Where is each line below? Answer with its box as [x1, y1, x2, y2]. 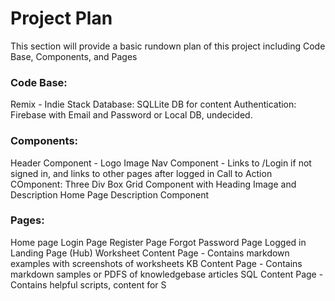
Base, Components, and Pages [10, 50, 138, 62]
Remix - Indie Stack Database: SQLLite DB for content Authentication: [10, 98, 297, 111]
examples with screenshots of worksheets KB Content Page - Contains [10, 257, 303, 269]
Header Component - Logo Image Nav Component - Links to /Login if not [10, 157, 312, 169]
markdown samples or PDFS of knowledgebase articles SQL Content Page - [10, 268, 324, 280]
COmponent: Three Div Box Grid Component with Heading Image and [10, 178, 297, 190]
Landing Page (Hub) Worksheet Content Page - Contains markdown [10, 247, 290, 259]
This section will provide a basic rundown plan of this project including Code [10, 40, 326, 52]
